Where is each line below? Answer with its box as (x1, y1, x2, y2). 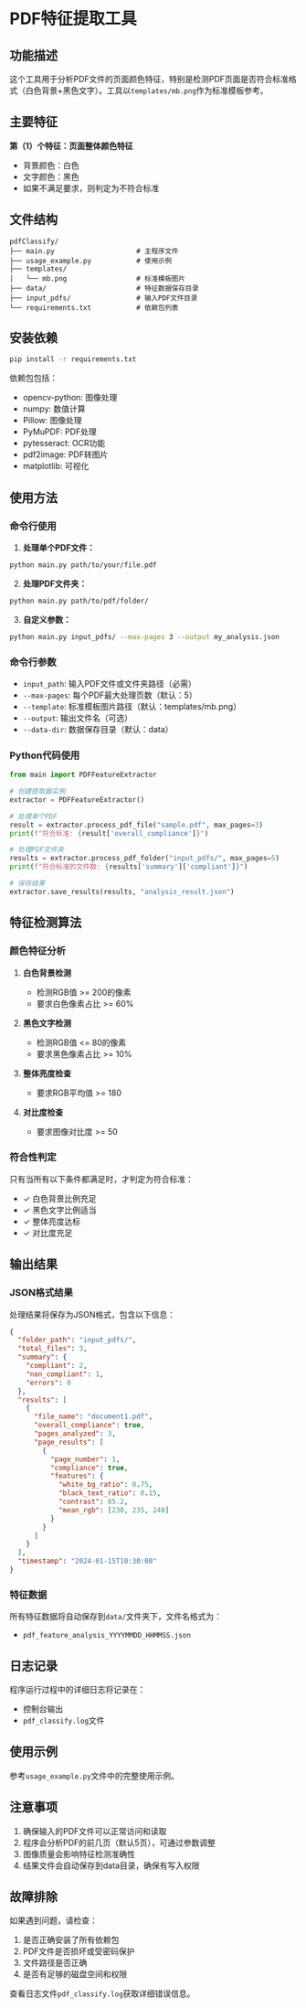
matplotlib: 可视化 (22, 461, 90, 472)
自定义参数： (22, 614, 71, 625)
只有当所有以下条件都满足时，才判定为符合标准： (9, 1173, 194, 1184)
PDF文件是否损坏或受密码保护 (22, 1946, 135, 1957)
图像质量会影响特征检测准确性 (22, 1848, 135, 1859)
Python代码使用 (9, 749, 80, 762)
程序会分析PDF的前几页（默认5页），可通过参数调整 (22, 1837, 216, 1848)
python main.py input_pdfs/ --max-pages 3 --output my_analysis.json (9, 632, 280, 641)
